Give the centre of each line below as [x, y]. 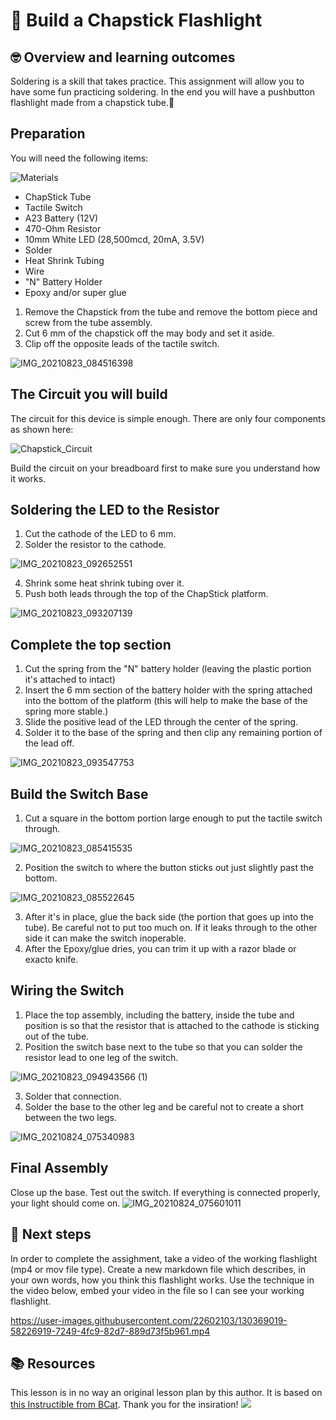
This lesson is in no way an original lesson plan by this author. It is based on [166, 1393]
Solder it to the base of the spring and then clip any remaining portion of [173, 733]
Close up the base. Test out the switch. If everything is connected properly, [165, 1192]
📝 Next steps [51, 1234]
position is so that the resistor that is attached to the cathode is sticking [172, 1025]
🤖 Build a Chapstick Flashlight [136, 20]
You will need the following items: [79, 158]
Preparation [48, 134]
